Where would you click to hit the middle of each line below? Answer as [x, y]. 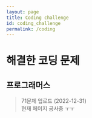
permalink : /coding [31, 29]
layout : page [23, 12]
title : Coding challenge [38, 18]
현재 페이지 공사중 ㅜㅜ [48, 109]
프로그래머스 [28, 85]
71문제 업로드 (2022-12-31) [54, 101]
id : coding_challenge [34, 23]
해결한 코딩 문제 [43, 61]
